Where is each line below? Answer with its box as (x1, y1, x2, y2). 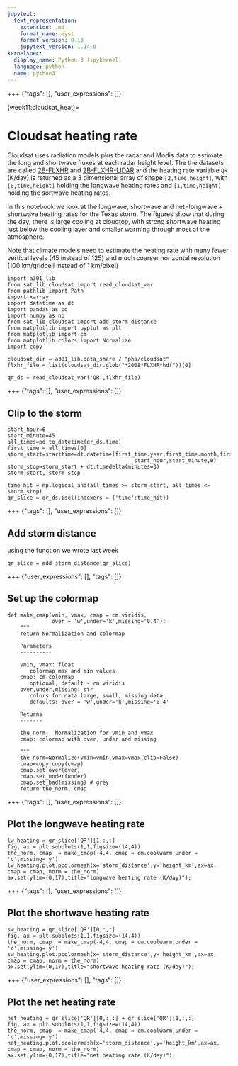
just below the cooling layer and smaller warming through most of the (7, 225, 210, 234)
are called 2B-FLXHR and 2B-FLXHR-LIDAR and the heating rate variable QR (7, 166, 228, 174)
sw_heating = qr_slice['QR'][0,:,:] (7, 926, 115, 933)
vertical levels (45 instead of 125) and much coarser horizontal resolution (7, 254, 221, 262)
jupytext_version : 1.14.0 (20, 43, 97, 50)
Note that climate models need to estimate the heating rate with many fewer (7, 246, 229, 255)
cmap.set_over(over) (20, 766, 81, 773)
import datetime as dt (7, 300, 74, 307)
